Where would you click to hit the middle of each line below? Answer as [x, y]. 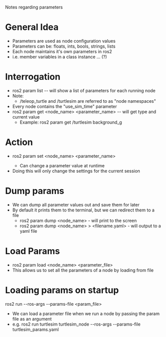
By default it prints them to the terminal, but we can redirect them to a [83, 210]
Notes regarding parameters [34, 7]
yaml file [28, 231]
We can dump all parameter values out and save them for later [76, 204]
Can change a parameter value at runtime [62, 165]
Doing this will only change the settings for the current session [76, 171]
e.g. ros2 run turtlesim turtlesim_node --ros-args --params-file [76, 324]
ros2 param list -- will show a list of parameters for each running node [84, 90]
